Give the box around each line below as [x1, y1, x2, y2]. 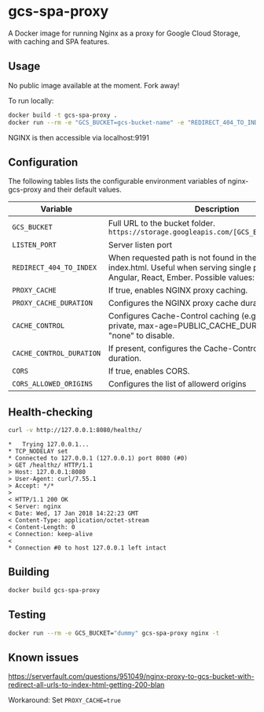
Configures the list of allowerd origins [108, 378, 247, 390]
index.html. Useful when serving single [108, 263, 251, 274]
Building [8, 565, 49, 579]
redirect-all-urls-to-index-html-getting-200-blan [8, 680, 165, 690]
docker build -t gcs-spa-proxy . [8, 111, 118, 119]
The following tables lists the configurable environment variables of [8, 177, 226, 186]
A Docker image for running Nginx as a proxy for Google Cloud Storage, [8, 28, 241, 38]
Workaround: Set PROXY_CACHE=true [8, 695, 122, 705]
